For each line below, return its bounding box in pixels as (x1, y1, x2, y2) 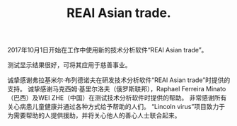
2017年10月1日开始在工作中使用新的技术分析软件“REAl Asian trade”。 (7, 46, 208, 55)
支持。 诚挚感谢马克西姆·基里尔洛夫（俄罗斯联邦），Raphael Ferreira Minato (7, 85, 226, 93)
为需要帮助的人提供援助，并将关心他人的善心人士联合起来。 (7, 111, 181, 120)
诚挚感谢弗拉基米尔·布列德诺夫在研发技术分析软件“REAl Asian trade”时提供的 (7, 76, 231, 84)
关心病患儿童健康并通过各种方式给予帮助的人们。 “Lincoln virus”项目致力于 (7, 103, 226, 111)
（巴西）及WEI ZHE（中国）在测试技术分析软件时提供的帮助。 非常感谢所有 (7, 93, 227, 102)
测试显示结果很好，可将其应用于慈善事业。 (7, 61, 132, 69)
